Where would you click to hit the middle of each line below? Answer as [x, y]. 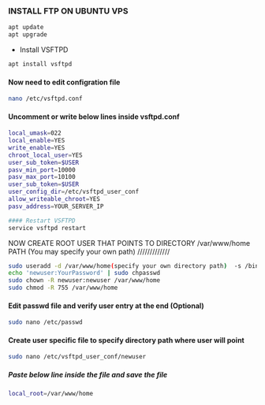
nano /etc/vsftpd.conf [45, 99]
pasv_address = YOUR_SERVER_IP [56, 206]
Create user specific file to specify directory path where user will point [126, 340]
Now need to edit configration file [64, 82]
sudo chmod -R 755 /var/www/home [63, 288]
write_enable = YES [37, 147]
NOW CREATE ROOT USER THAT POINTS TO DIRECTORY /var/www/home [129, 243]
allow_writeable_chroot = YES [54, 199]
